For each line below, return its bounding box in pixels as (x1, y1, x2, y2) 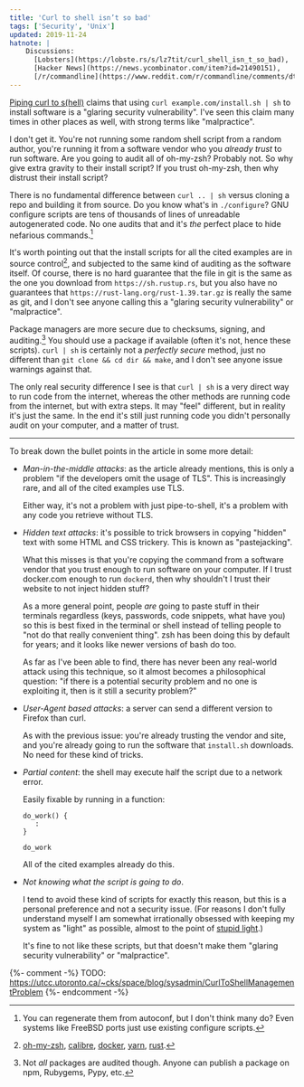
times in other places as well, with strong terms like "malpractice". (9, 116, 255, 127)
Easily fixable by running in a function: (22, 793, 166, 805)
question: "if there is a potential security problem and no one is (22, 676, 258, 686)
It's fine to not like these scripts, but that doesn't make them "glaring (22, 940, 279, 950)
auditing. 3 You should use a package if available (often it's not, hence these (9, 334, 291, 345)
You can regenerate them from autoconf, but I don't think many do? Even (22, 1012, 294, 1023)
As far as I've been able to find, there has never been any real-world (22, 657, 278, 667)
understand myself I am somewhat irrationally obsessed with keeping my (22, 912, 296, 923)
